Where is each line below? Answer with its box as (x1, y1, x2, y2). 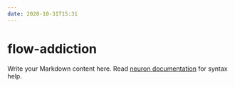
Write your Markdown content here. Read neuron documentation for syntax (7, 64, 228, 73)
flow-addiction (7, 40, 98, 57)
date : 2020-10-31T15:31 (7, 10, 78, 18)
